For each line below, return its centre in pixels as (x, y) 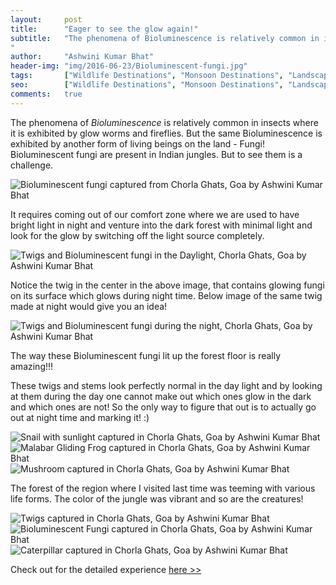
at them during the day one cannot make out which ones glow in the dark (161, 396)
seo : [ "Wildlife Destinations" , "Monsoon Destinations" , (147, 85)
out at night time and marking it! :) (80, 417)
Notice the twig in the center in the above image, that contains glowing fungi (167, 285)
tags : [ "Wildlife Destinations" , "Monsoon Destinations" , (147, 76)
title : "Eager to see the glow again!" (104, 29)
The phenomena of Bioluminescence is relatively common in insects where (164, 122)
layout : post (46, 19)
